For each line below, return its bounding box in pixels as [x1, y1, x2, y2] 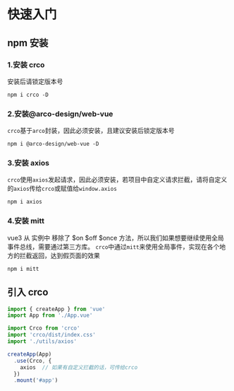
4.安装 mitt [7, 216, 44, 226]
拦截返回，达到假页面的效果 [19, 251, 100, 259]
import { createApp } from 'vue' [7, 305, 106, 313]
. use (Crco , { [13, 357, 52, 364]
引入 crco [7, 286, 49, 298]
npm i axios [7, 199, 42, 206]
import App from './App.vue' [7, 312, 93, 319]
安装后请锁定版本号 [7, 77, 63, 86]
